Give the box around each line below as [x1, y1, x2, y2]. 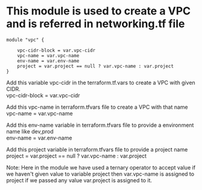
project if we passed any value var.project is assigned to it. [6, 176, 153, 184]
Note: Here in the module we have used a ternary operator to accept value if [6, 164, 196, 171]
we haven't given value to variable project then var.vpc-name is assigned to [6, 170, 195, 177]
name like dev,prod [6, 127, 54, 135]
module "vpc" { [6, 37, 45, 43]
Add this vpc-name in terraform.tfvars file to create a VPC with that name [6, 103, 188, 111]
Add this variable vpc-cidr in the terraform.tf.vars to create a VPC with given [6, 79, 196, 86]
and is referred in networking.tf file [6, 17, 185, 31]
